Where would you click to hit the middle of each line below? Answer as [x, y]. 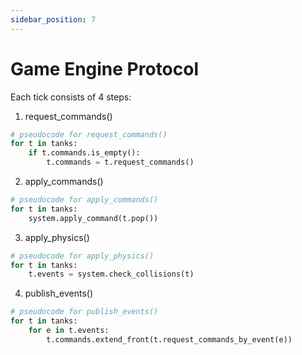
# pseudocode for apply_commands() [84, 200]
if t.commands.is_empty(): [84, 153]
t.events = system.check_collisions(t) [111, 274]
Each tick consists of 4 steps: [71, 97]
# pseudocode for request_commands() [89, 134]
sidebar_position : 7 [53, 19]
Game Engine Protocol [105, 68]
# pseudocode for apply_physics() [82, 256]
